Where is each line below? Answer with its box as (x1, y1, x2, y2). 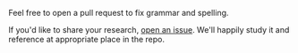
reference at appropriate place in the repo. (8, 34, 165, 44)
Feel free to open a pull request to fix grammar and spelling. (8, 8, 229, 18)
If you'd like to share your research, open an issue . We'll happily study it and (8, 25, 290, 34)
